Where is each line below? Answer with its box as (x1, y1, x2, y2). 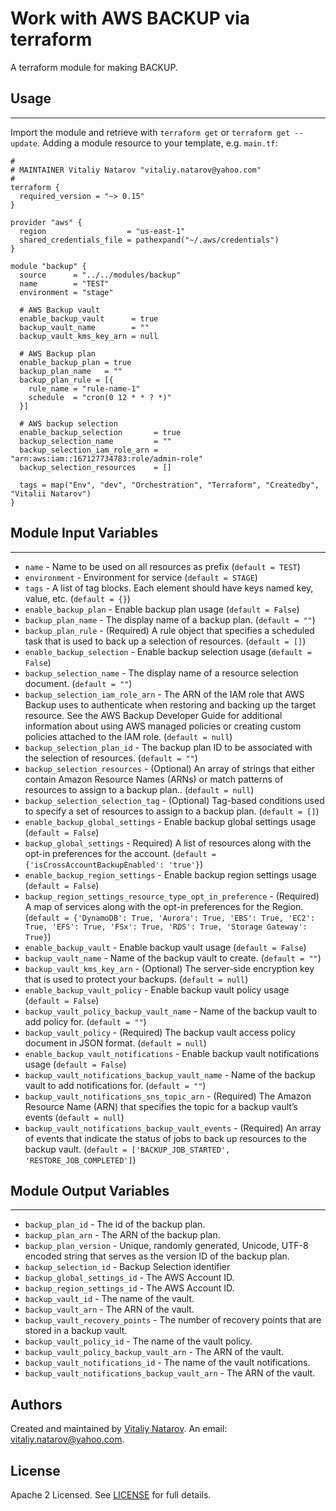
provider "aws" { (10, 217, 83, 227)
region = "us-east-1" (19, 226, 186, 236)
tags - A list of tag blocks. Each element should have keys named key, (24, 582, 314, 594)
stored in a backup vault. (24, 1325, 128, 1337)
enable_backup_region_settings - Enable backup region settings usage (24, 868, 317, 881)
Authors (10, 1396, 63, 1413)
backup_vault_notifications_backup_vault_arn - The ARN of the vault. (24, 1367, 316, 1379)
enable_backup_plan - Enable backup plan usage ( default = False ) (24, 603, 300, 615)
